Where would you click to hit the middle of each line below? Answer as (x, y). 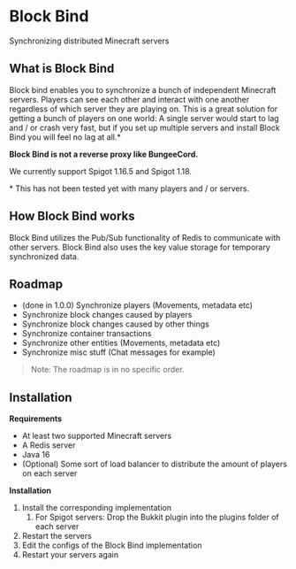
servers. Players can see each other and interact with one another (129, 99)
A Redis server (49, 445)
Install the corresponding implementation (97, 508)
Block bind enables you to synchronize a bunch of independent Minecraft (143, 89)
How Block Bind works (72, 216)
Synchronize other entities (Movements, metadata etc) (121, 343)
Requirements (36, 419)
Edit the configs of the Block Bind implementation (112, 545)
